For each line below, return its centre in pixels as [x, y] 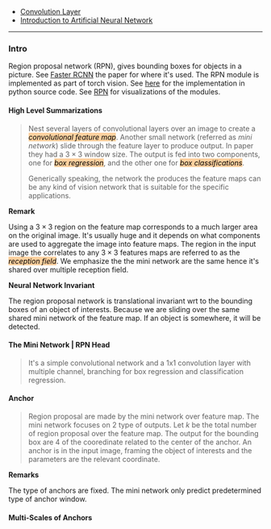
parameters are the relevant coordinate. [94, 459]
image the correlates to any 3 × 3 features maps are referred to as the [124, 252]
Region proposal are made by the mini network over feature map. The [144, 416]
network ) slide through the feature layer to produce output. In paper [141, 145]
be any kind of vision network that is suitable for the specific [129, 187]
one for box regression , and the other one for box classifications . [136, 162]
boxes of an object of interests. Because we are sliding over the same [124, 309]
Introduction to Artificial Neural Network [86, 20]
